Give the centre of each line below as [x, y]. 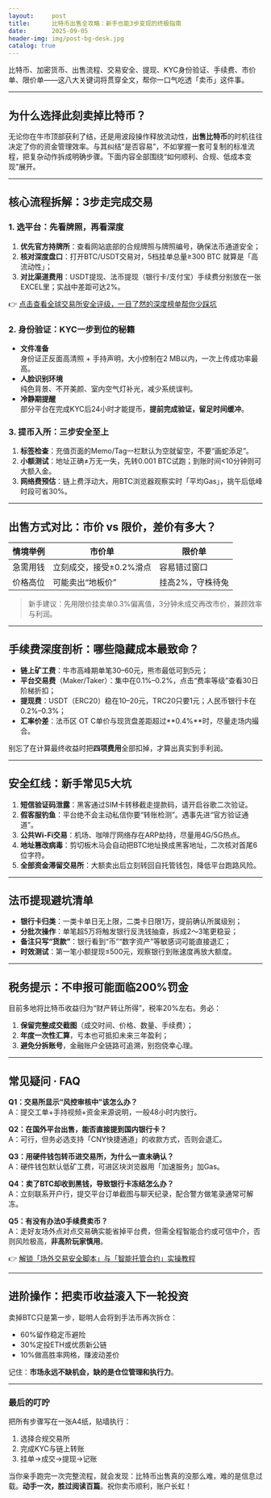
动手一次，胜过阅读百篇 [62, 1486]
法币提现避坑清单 [51, 901]
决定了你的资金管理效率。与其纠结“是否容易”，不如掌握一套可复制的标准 [128, 146]
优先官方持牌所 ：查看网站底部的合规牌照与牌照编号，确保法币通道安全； [140, 246]
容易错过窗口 [183, 568]
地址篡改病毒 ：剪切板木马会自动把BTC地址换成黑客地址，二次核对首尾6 [139, 845]
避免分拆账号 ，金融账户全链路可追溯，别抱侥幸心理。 [108, 1046]
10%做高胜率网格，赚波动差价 [70, 1354]
